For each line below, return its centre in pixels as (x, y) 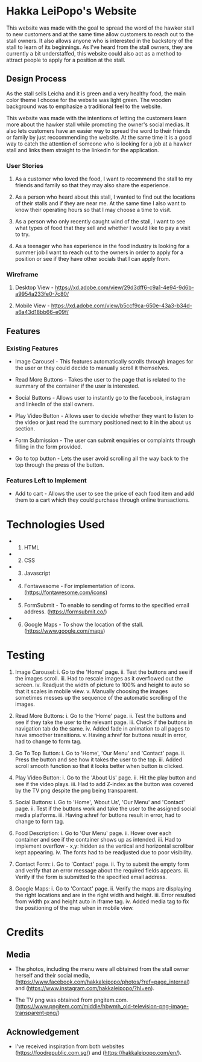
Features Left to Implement (47, 480)
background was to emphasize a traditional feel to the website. (84, 106)
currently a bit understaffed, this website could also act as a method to (94, 53)
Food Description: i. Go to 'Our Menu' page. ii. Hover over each (93, 833)
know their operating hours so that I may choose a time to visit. (93, 210)
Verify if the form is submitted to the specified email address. (91, 877)
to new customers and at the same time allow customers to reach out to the (100, 34)
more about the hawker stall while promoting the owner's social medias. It (98, 124)
